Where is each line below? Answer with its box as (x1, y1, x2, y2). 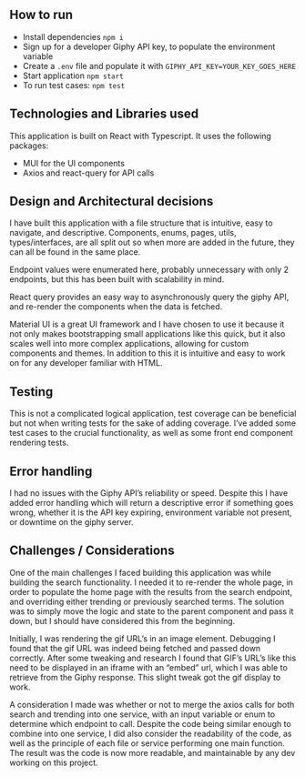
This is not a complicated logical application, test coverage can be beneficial (9, 409, 297, 419)
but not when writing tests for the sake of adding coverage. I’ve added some (9, 418, 297, 429)
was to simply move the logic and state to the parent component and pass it (9, 605, 294, 617)
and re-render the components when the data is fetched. (9, 301, 223, 312)
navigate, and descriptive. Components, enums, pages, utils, (9, 227, 237, 238)
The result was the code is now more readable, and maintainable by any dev (9, 747, 296, 758)
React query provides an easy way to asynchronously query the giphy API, (9, 291, 290, 303)
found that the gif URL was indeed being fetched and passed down (9, 642, 261, 653)
